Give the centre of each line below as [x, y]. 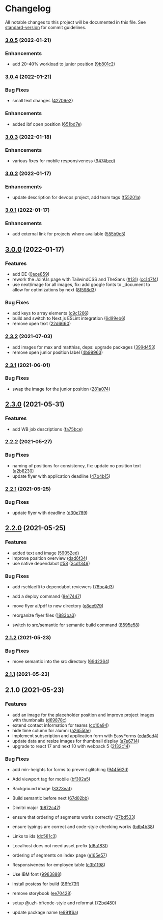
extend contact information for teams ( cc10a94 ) [60, 725]
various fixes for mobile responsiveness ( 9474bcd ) [64, 161]
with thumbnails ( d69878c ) [40, 720]
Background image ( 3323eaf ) [42, 789]
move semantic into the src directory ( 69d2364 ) [61, 661]
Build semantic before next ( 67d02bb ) [51, 798]
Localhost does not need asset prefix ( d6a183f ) [60, 846]
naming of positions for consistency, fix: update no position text [77, 465]
